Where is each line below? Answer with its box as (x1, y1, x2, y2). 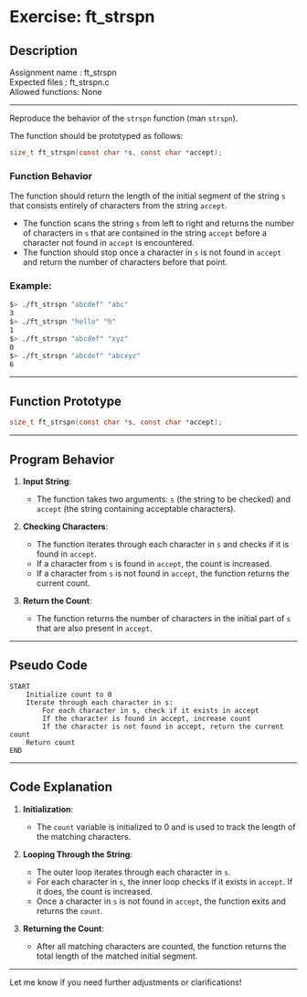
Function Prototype (9, 393, 122, 408)
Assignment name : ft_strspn (9, 67, 117, 78)
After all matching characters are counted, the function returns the (36, 940, 287, 951)
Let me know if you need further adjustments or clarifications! (9, 976, 242, 988)
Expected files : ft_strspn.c (9, 77, 110, 88)
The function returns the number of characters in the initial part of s (36, 612, 291, 623)
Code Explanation (9, 780, 112, 795)
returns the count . (36, 905, 103, 916)
